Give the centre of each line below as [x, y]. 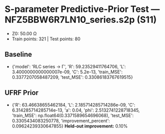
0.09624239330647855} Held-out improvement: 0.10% [70, 126]
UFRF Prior [22, 93]
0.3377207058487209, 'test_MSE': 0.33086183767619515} [72, 77]
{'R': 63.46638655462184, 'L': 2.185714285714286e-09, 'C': [74, 105]
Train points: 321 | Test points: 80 [46, 39]
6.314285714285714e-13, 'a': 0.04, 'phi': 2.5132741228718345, [76, 110]
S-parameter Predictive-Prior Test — [82, 9]
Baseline [18, 55]
